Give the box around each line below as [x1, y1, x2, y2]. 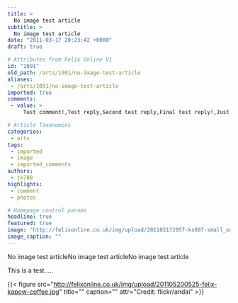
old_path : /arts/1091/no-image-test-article [7, 69, 141, 76]
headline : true [7, 213, 52, 220]
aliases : [7, 76, 33, 83]
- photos [10, 194, 37, 201]
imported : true [7, 89, 52, 96]
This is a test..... [7, 266, 54, 275]
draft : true [7, 43, 42, 50]
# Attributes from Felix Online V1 [7, 56, 113, 64]
